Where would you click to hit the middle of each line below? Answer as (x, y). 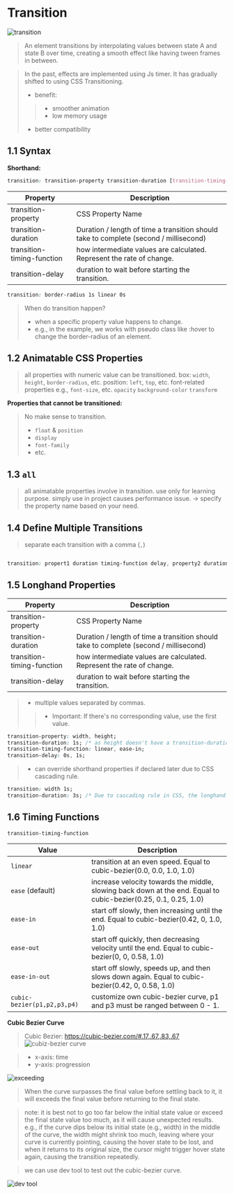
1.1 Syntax (29, 151)
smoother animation (81, 108)
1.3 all (22, 474)
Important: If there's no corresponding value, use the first (134, 716)
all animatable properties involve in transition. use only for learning (120, 491)
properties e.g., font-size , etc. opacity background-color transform (121, 390)
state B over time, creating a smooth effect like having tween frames (122, 53)
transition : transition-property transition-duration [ (90, 180)
